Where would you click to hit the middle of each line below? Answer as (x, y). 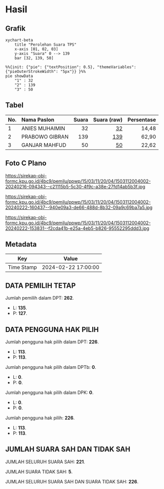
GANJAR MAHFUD (44, 145)
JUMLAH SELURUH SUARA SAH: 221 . (45, 462)
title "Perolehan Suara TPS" (46, 45)
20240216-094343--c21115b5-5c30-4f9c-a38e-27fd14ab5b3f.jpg (75, 186)
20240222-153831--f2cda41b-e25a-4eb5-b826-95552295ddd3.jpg (77, 228)
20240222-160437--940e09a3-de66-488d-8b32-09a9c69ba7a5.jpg (79, 207)
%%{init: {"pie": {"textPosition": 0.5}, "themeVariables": (71, 67)
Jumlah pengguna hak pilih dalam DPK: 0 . (49, 393)
